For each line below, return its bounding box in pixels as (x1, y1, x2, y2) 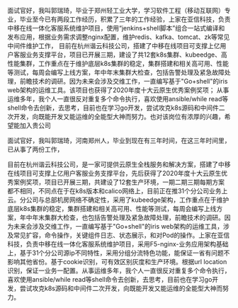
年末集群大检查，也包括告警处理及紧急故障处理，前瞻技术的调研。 (31, 213, 225, 222)
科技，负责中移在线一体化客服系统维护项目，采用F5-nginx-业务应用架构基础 (7, 240, 229, 248)
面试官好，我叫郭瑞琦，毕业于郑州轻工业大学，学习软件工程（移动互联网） (7, 6, 225, 14)
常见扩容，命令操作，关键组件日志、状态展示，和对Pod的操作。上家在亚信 (13, 231, 230, 239)
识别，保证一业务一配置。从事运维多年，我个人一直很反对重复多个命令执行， (7, 266, 231, 275)
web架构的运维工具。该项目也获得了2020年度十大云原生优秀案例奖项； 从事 (7, 86, 229, 94)
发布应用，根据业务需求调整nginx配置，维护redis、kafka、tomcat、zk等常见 (7, 33, 230, 41)
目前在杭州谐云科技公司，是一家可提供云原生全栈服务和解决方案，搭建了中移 (7, 160, 231, 169)
